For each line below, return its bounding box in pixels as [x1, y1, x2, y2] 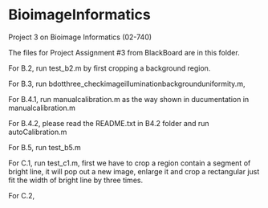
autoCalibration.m [8, 127, 67, 137]
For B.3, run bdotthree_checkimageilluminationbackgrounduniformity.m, [8, 79, 246, 88]
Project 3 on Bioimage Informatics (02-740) [8, 32, 152, 42]
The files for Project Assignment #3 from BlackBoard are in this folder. [8, 47, 240, 57]
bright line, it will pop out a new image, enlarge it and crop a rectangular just [8, 166, 260, 176]
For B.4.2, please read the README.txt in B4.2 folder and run [8, 118, 209, 128]
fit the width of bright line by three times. [8, 175, 143, 185]
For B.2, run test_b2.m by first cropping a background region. [8, 63, 211, 73]
